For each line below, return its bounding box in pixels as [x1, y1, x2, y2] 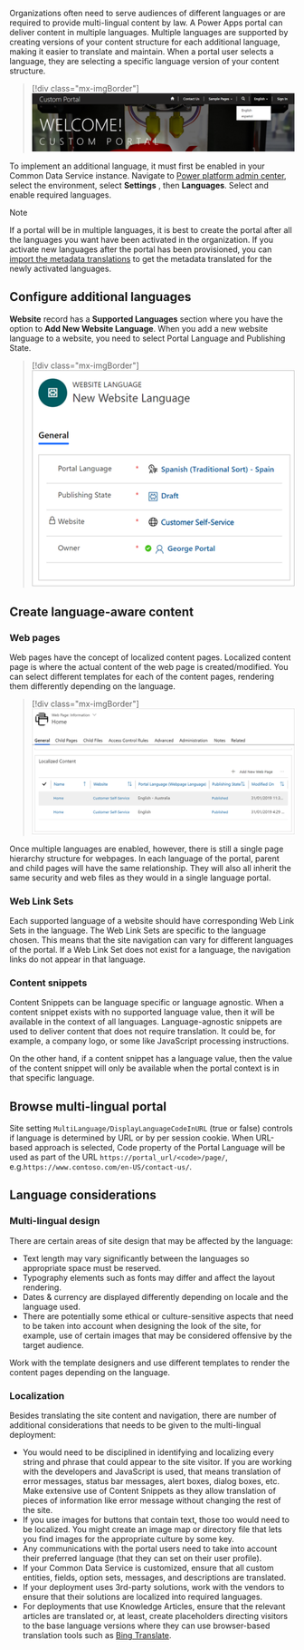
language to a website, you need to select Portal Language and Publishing [9, 333, 286, 344]
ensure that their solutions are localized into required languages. [22, 1591, 263, 1603]
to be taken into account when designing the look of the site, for [22, 1320, 261, 1331]
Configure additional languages [9, 289, 192, 305]
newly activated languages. [9, 263, 111, 274]
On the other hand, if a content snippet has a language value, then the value [9, 1053, 293, 1064]
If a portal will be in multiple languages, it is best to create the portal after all [9, 224, 292, 235]
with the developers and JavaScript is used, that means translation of [22, 1466, 281, 1477]
